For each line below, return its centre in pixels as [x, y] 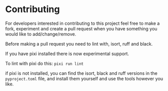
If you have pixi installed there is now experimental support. [67, 54]
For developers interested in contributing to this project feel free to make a [82, 23]
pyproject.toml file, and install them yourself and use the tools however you [84, 78]
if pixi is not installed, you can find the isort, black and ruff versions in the [81, 73]
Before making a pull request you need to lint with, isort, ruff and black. [79, 43]
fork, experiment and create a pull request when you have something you [81, 28]
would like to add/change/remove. [41, 34]
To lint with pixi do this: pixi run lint [45, 63]
